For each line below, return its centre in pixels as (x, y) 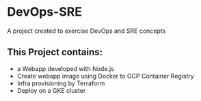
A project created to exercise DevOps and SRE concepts (86, 31)
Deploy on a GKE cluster (51, 90)
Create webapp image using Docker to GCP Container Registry (106, 76)
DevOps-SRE (44, 12)
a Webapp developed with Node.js (65, 68)
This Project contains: (55, 52)
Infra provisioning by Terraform (61, 83)
